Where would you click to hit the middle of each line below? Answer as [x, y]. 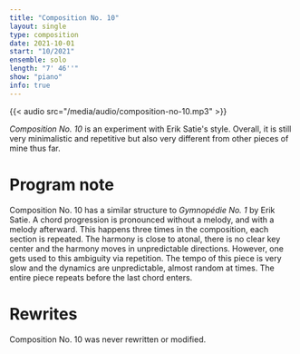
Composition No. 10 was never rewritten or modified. [108, 339]
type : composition [44, 34]
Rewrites [44, 314]
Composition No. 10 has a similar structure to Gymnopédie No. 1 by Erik [142, 210]
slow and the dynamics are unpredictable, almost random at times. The [142, 268]
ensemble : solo [38, 60]
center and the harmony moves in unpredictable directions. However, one [146, 248]
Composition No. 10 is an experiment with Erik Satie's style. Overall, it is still [150, 129]
